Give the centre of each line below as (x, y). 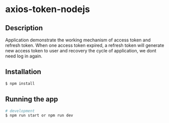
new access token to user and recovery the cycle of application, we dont (81, 51)
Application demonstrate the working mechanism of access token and (78, 40)
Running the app (32, 99)
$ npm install (20, 83)
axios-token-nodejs (48, 9)
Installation (23, 72)
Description (24, 28)
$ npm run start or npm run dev (39, 115)
